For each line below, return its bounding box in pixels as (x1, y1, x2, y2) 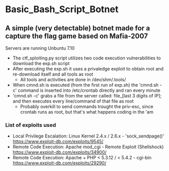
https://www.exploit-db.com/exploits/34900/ (12, 149, 107, 155)
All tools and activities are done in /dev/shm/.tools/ (20, 77, 126, 82)
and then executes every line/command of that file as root (12, 98, 134, 104)
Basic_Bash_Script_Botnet (5, 4, 119, 15)
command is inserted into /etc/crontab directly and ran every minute (17, 87, 161, 93)
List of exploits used (5, 121, 56, 128)
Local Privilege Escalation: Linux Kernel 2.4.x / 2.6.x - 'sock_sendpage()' (12, 133, 164, 139)
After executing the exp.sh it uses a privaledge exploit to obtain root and (12, 66, 164, 72)
